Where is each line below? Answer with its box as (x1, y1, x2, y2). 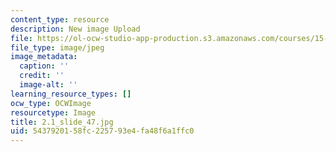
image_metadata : (10, 52, 78, 62)
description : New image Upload (10, 24, 141, 34)
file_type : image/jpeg (10, 42, 105, 53)
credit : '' (19, 71, 65, 81)
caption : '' (19, 61, 70, 71)
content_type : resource (10, 14, 110, 25)
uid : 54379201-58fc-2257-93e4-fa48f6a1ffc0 (10, 126, 195, 136)
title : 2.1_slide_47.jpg (10, 117, 114, 127)
